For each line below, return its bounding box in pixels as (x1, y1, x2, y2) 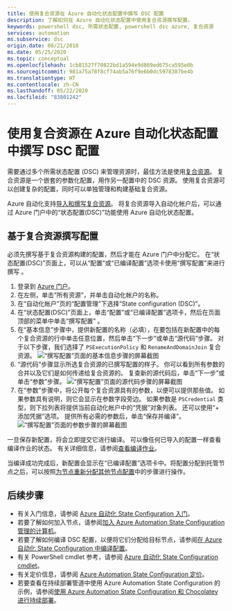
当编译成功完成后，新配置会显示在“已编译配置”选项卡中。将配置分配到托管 (7, 459, 220, 467)
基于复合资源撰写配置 (7, 230, 98, 242)
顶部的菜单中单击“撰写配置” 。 (17, 317, 104, 325)
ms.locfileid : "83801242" (7, 94, 82, 101)
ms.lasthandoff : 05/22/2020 (7, 87, 89, 94)
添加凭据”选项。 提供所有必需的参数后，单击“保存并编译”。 (17, 411, 186, 420)
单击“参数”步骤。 (17, 377, 66, 385)
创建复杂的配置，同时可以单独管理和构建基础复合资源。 (12, 184, 171, 193)
